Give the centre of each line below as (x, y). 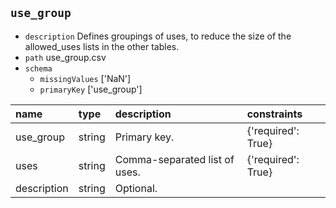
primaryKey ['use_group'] (91, 89)
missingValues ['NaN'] (85, 78)
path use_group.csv (65, 57)
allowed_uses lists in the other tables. (102, 46)
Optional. (136, 188)
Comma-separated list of (174, 159)
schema (38, 68)
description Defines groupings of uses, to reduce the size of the (158, 36)
